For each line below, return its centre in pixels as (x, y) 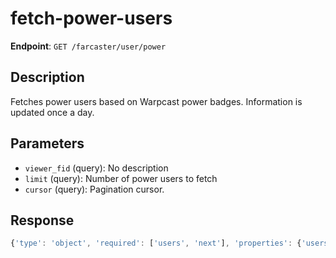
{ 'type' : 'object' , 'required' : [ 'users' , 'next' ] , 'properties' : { (156, 243)
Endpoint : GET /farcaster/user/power (88, 46)
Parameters (47, 143)
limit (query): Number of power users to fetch (121, 178)
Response (42, 220)
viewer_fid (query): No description (96, 168)
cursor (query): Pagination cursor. (94, 189)
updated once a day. (52, 112)
